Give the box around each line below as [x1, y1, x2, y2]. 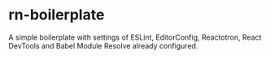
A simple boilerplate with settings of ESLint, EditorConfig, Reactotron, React [8, 32, 262, 42]
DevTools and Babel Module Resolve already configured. [8, 40, 198, 50]
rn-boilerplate [8, 6, 105, 24]
